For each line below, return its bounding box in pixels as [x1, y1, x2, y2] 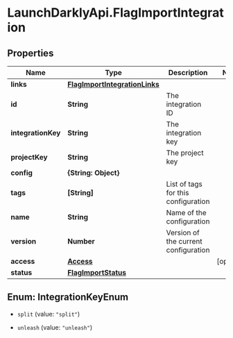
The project [166, 148, 204, 158]
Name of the [166, 208, 207, 217]
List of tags [166, 179, 202, 189]
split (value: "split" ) [17, 310, 80, 318]
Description [168, 68, 208, 77]
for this [166, 188, 189, 197]
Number [67, 237, 95, 246]
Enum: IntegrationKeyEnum [7, 291, 129, 303]
